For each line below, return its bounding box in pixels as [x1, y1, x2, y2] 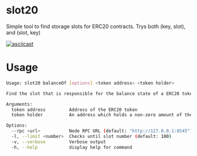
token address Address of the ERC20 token [11, 106, 138, 113]
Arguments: [6, 101, 33, 107]
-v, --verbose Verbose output [11, 138, 107, 145]
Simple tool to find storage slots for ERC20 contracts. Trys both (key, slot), [6, 23, 186, 30]
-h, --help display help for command [11, 144, 133, 150]
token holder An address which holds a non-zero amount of [11, 112, 182, 118]
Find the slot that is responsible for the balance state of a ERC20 [6, 91, 180, 96]
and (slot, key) [6, 29, 41, 36]
